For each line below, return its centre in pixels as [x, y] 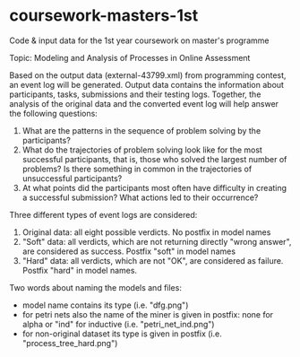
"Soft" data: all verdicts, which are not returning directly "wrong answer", [157, 241]
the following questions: [54, 113]
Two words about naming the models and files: [95, 287]
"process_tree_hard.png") [70, 343]
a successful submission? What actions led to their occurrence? [140, 197]
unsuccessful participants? [72, 178]
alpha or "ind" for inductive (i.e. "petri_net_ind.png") [118, 324]
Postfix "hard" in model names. [79, 270]
